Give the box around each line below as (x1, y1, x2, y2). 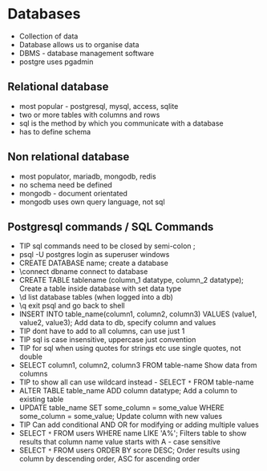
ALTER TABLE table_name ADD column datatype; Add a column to (18, 386, 238, 396)
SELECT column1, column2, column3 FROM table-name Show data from (18, 360, 257, 370)
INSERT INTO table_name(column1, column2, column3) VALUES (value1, (18, 309, 257, 319)
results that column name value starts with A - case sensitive (18, 437, 221, 447)
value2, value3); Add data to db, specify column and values (18, 318, 216, 328)
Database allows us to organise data (18, 39, 140, 49)
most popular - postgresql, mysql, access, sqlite (18, 101, 179, 111)
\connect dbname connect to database (18, 267, 148, 276)
